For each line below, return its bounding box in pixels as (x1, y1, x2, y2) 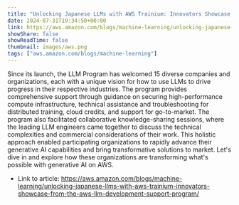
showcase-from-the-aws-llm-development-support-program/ (17, 189, 199, 198)
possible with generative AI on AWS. (7, 160, 114, 169)
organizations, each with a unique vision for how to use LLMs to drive (7, 77, 211, 85)
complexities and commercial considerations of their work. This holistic (7, 130, 216, 139)
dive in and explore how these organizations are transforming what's (7, 152, 208, 161)
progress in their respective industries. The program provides (7, 85, 187, 93)
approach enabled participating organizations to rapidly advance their (7, 137, 212, 146)
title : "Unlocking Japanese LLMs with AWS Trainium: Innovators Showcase (7, 10, 231, 18)
